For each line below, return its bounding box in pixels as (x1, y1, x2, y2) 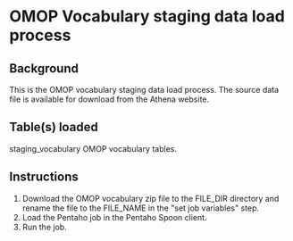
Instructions (9, 170, 79, 185)
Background (9, 61, 79, 76)
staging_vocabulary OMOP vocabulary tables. (9, 143, 177, 154)
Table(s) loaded (9, 120, 98, 135)
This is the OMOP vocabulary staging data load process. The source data (9, 85, 280, 95)
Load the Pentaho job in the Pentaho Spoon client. (21, 212, 207, 222)
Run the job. (21, 221, 67, 232)
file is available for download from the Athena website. (9, 94, 210, 104)
